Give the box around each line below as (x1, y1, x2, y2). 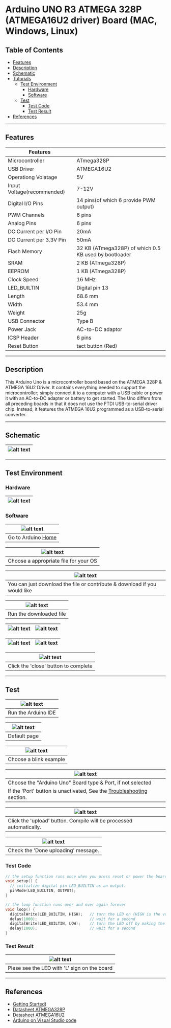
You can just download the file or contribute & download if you (8, 580, 157, 588)
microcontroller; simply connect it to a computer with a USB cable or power (5, 390, 163, 396)
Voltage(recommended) (8, 188, 65, 195)
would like (8, 587, 32, 594)
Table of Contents (5, 46, 64, 54)
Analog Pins (8, 219, 37, 227)
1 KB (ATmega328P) (76, 267, 126, 275)
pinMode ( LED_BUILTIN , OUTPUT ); (10, 888, 76, 893)
